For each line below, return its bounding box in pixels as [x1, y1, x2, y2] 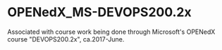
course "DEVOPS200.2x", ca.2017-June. [7, 35, 125, 43]
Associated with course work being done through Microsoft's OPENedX [7, 27, 216, 36]
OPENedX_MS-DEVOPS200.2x [7, 4, 192, 20]
